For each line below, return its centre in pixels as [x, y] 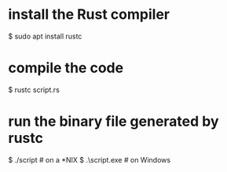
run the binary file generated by [113, 121]
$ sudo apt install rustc [45, 36]
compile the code [66, 68]
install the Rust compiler [89, 15]
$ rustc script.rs [34, 90]
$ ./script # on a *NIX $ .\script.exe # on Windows [90, 159]
